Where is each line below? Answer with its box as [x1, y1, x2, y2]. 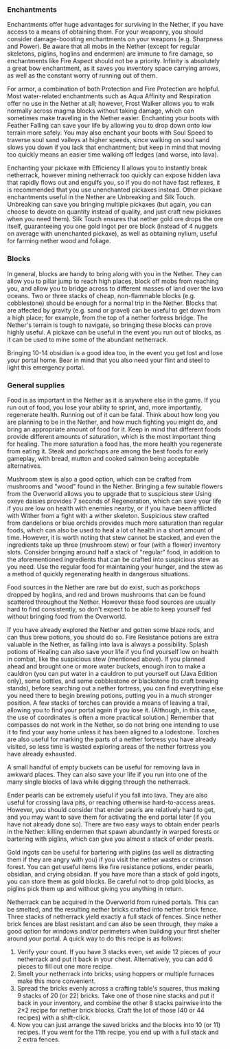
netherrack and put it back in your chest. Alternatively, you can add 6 [16, 955, 213, 963]
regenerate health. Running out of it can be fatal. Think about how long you [7, 410, 220, 418]
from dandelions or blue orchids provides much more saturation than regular [7, 519, 223, 527]
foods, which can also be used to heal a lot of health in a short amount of [7, 526, 214, 534]
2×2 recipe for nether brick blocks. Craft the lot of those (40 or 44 [16, 1006, 205, 1014]
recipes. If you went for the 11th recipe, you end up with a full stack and [16, 1028, 219, 1036]
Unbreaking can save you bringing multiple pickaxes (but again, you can [7, 201, 211, 209]
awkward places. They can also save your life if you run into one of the [7, 770, 207, 778]
